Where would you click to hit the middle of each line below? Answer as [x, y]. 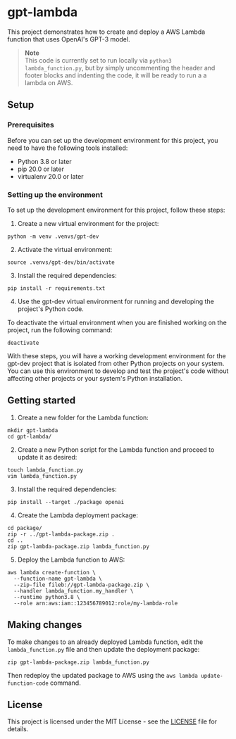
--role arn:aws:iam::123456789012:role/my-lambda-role [96, 603]
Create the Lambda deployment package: [78, 515]
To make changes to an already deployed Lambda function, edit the [105, 642]
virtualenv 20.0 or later [50, 176]
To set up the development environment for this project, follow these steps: [116, 210]
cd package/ [25, 528]
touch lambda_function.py [45, 470]
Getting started [42, 401]
